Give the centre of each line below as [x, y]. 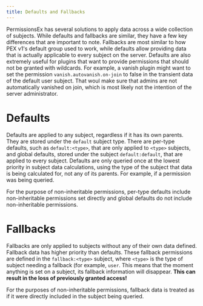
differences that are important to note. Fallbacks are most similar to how [96, 42]
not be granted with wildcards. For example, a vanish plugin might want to [98, 68]
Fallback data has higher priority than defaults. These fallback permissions [99, 252]
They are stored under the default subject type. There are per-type [91, 141]
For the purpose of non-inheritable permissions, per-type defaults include [98, 191]
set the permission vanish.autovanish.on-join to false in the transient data [100, 74]
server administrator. [32, 93]
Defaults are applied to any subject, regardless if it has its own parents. [95, 135]
